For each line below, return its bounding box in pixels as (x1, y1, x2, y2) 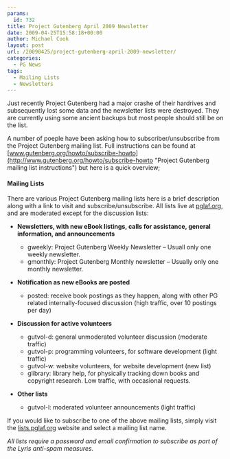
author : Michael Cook (7, 36, 69, 43)
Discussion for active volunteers (16, 320, 112, 328)
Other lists (16, 390, 48, 399)
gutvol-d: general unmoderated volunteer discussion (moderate (27, 333, 208, 341)
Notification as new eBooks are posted (16, 278, 130, 287)
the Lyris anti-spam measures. (7, 445, 94, 453)
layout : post (7, 42, 45, 49)
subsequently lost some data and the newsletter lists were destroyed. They (7, 107, 220, 115)
